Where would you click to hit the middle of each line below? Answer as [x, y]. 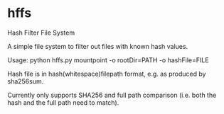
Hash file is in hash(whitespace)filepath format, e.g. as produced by [107, 74]
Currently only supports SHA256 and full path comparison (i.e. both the [112, 95]
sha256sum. [26, 81]
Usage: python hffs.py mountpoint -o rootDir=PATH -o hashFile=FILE [108, 60]
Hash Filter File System [41, 33]
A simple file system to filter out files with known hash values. [98, 46]
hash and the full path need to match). [63, 102]
